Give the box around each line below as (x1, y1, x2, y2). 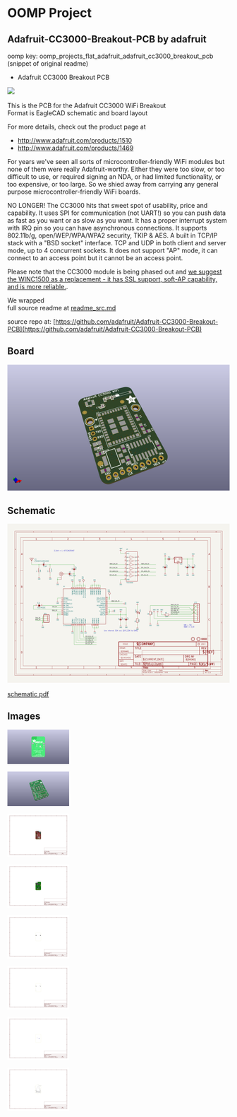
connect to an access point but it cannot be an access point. (7, 254, 183, 262)
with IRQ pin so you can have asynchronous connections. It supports (7, 224, 207, 232)
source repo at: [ (7, 317, 56, 326)
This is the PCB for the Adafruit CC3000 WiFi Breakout (7, 101, 166, 110)
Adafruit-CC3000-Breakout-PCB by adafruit (7, 33, 207, 45)
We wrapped (7, 296, 44, 305)
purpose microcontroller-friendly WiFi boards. (7, 187, 141, 196)
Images (7, 710, 41, 723)
